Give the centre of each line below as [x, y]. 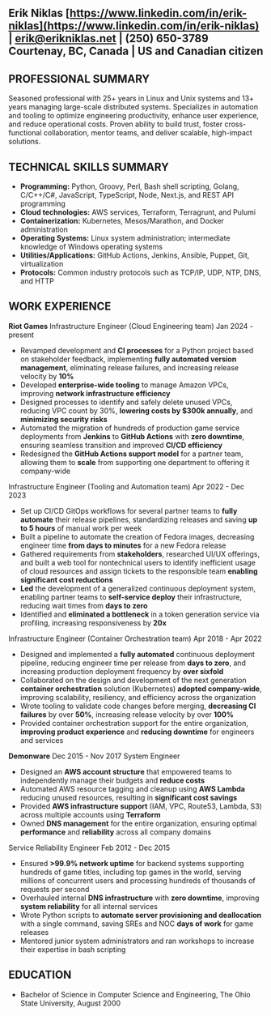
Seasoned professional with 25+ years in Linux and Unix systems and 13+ [131, 98]
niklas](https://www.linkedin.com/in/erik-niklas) [134, 26]
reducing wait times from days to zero [84, 605]
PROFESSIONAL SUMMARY [79, 79]
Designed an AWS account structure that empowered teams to [126, 771]
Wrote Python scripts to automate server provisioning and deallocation [141, 915]
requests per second [55, 889]
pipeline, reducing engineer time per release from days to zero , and [133, 663]
